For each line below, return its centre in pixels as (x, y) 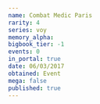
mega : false (27, 81)
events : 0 (24, 52)
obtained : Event (34, 74)
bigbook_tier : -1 (36, 45)
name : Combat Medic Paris (50, 15)
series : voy (27, 30)
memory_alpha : (31, 37)
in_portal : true (34, 59)
